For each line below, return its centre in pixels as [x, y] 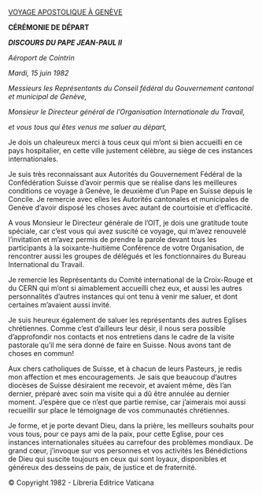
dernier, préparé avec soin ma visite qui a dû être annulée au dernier [119, 394]
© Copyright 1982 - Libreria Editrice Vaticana [81, 482]
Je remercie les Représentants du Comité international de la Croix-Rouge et [131, 280]
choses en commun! [41, 353]
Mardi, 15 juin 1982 [39, 73]
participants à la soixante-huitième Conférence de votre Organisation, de [126, 248]
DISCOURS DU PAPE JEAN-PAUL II [65, 42]
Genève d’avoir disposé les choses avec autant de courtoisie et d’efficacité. [131, 207]
